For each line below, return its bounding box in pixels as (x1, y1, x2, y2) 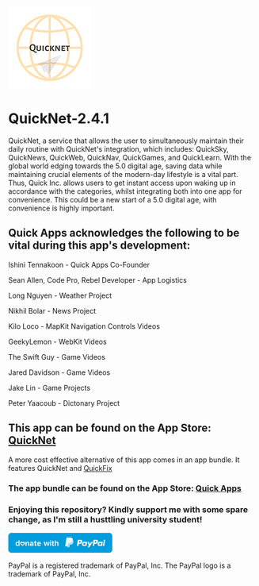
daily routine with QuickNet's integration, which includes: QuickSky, (8, 144, 230, 153)
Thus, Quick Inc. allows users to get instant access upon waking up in (8, 178, 236, 187)
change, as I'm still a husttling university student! (8, 515, 203, 526)
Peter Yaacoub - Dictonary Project (8, 398, 120, 407)
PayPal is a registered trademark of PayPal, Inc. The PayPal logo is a (8, 561, 231, 570)
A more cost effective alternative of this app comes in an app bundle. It (8, 455, 240, 465)
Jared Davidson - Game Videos (8, 368, 111, 377)
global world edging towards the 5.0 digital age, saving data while (8, 161, 223, 171)
